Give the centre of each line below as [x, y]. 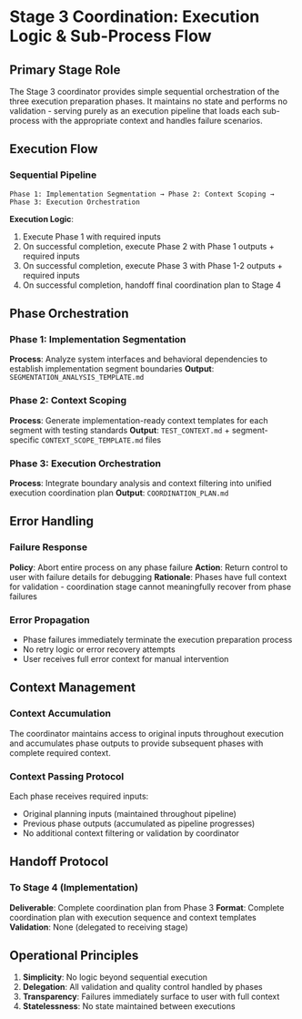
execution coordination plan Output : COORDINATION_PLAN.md [119, 493]
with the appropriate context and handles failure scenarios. [152, 121]
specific [25, 440]
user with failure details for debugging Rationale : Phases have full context [148, 576]
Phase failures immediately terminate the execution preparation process [157, 639]
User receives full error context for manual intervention [126, 658]
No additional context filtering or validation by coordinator [131, 833]
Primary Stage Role [65, 70]
